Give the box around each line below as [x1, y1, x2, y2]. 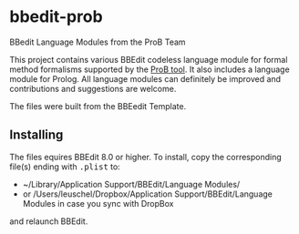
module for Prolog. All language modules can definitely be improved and [9, 73, 281, 84]
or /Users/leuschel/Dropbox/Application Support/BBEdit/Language [22, 188, 273, 199]
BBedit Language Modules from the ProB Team [9, 36, 186, 47]
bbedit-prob [9, 6, 103, 27]
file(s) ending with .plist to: [9, 161, 120, 172]
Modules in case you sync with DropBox [22, 198, 174, 209]
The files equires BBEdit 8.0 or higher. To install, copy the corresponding [9, 151, 283, 162]
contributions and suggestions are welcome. [9, 83, 177, 94]
